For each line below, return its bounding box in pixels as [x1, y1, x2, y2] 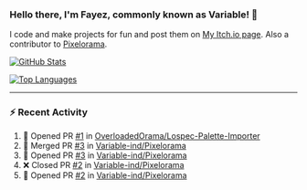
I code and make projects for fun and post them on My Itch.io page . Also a [9, 29, 290, 40]
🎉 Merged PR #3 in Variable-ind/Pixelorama [22, 140, 187, 151]
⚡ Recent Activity [9, 106, 89, 119]
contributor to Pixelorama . [9, 38, 108, 49]
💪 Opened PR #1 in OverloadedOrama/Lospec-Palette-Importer [22, 130, 260, 141]
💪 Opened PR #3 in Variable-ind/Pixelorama [22, 150, 187, 161]
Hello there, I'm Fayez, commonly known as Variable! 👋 [9, 8, 259, 21]
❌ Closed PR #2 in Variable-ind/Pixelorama [22, 159, 185, 170]
